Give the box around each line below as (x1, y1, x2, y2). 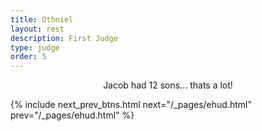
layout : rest (10, 24, 65, 34)
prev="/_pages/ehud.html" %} (10, 109, 135, 121)
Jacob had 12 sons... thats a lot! (103, 79, 233, 91)
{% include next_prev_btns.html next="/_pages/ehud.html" (10, 99, 252, 111)
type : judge (10, 42, 60, 53)
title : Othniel (10, 14, 74, 25)
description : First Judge (10, 33, 118, 43)
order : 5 (10, 52, 47, 62)
